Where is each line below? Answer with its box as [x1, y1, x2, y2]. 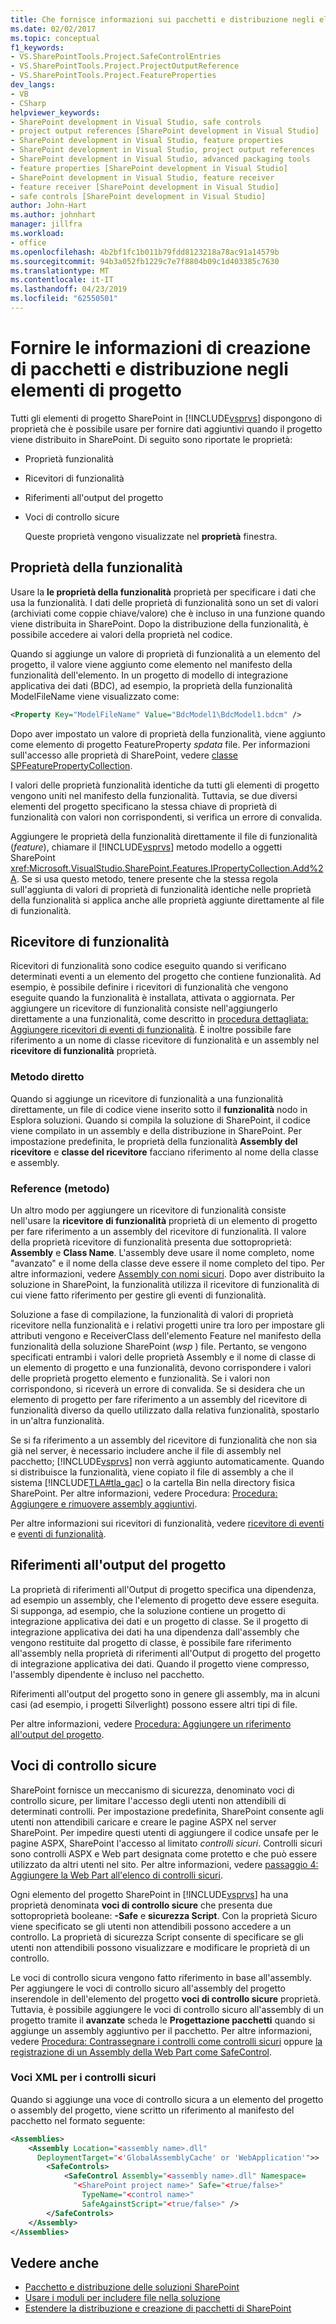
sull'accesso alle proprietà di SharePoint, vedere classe [10, 749, 239, 761]
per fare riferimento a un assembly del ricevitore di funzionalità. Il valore [10, 1225, 307, 1237]
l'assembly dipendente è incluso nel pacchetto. [10, 1668, 205, 1680]
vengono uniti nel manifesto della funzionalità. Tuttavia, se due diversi [10, 789, 298, 801]
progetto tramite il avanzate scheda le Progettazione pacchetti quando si [10, 2014, 316, 2026]
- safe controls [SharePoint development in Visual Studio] [10, 191, 267, 201]
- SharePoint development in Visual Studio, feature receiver [10, 172, 275, 183]
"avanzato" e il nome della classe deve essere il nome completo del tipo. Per [10, 1257, 326, 1269]
